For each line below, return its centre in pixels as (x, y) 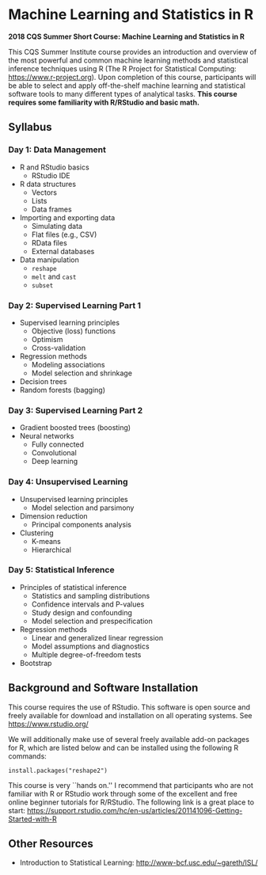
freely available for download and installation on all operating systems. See (130, 715)
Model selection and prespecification (92, 621)
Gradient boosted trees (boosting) (75, 428)
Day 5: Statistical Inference (61, 570)
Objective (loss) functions (74, 331)
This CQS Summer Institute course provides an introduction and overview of (133, 51)
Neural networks (47, 436)
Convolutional (54, 453)
